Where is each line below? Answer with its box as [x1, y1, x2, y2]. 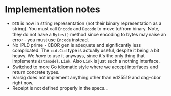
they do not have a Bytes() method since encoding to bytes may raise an [12, 31, 166, 37]
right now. [12, 80, 34, 86]
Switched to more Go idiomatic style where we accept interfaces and [12, 63, 158, 70]
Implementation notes [5, 4, 100, 15]
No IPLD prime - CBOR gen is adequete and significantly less [12, 42, 141, 48]
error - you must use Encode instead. [12, 37, 89, 43]
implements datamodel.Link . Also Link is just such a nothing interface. [12, 58, 160, 64]
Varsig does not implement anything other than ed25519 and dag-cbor [12, 74, 161, 80]
